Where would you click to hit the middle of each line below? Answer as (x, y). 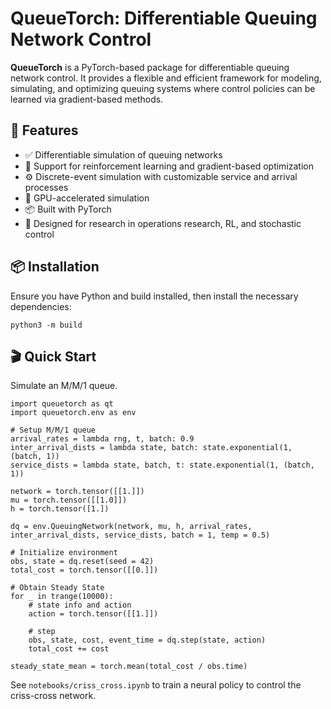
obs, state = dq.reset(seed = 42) (82, 562)
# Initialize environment (64, 553)
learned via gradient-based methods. (87, 99)
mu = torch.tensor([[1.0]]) (69, 500)
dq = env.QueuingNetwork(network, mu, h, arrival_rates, (131, 527)
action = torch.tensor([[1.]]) (93, 614)
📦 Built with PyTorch (68, 209)
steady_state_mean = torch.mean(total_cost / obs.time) (129, 667)
